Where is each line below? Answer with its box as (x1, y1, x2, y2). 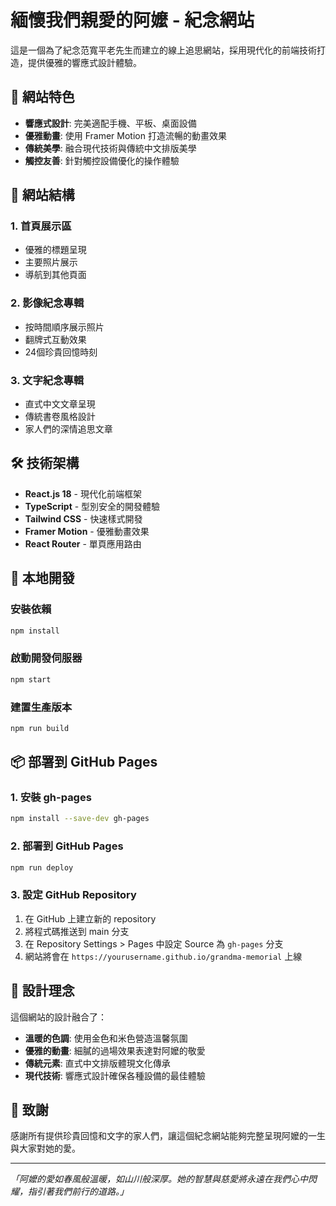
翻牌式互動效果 (24, 333, 87, 345)
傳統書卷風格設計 (24, 411, 96, 423)
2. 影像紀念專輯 (10, 296, 85, 310)
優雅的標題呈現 (24, 244, 87, 256)
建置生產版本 (10, 700, 73, 714)
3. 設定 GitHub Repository (10, 888, 137, 902)
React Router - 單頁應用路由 (24, 537, 142, 550)
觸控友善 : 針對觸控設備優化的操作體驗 (24, 154, 180, 166)
